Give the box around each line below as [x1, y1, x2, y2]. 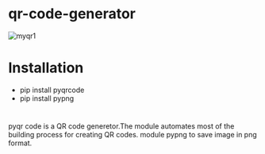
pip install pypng [19, 93, 75, 103]
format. [8, 138, 33, 148]
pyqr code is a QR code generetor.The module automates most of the [8, 121, 235, 131]
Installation [8, 59, 84, 77]
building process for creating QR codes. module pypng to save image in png [8, 130, 258, 140]
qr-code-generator [8, 5, 136, 23]
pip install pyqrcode [19, 85, 85, 94]
